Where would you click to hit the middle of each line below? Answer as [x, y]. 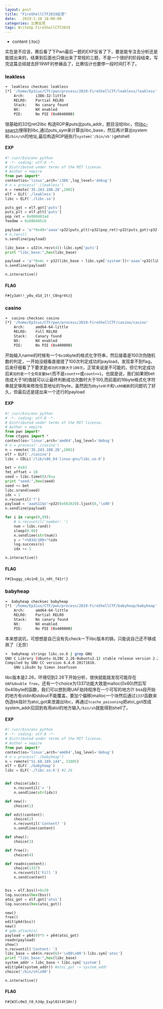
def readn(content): [26, 864]
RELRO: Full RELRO [35, 332]
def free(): [17, 850]
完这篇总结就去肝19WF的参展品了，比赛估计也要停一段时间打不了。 [72, 64]
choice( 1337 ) [27, 868]
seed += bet [17, 485]
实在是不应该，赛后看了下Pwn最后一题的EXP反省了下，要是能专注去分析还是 [81, 52]
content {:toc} [26, 41]
